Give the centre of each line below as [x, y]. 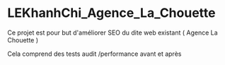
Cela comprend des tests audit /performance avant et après [94, 54]
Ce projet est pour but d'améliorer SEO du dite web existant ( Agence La [112, 32]
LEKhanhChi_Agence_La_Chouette [111, 13]
